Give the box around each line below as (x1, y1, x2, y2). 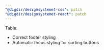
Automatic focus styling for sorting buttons (12, 39, 99, 45)
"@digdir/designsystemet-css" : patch (5, 7, 82, 12)
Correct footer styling (12, 34, 56, 40)
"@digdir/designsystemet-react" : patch (5, 12, 87, 17)
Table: (5, 25, 18, 31)
